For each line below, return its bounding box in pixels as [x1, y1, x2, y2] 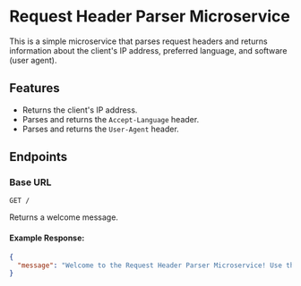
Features [9, 80, 60, 96]
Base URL [9, 176, 52, 189]
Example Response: [9, 232, 85, 243]
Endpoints [9, 149, 68, 164]
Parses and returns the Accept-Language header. [21, 114, 200, 124]
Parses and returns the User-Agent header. [21, 123, 179, 134]
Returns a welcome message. [9, 212, 119, 223]
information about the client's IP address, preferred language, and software [9, 45, 288, 55]
